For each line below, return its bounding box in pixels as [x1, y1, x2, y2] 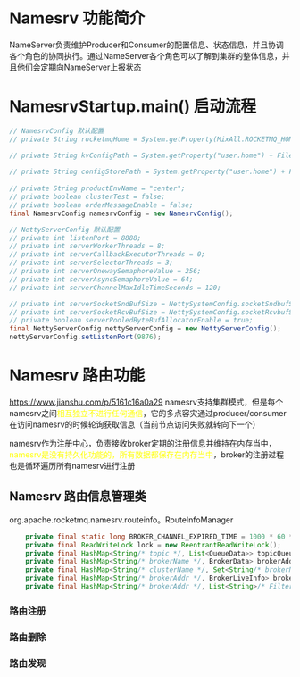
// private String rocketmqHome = [9, 135, 138, 144]
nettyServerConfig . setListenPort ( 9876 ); [9, 332, 162, 342]
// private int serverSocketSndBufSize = [9, 299, 166, 308]
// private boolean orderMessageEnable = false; [9, 200, 194, 210]
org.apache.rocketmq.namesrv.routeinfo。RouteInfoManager [9, 514, 234, 525]
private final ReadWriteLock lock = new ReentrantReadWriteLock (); [25, 540, 281, 549]
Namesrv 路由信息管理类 [9, 489, 147, 505]
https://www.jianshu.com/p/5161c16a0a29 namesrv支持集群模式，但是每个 [9, 397, 284, 407]
